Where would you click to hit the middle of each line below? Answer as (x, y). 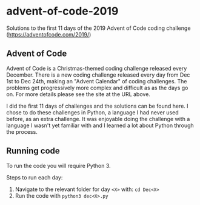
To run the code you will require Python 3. (58, 165)
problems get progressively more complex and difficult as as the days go (97, 88)
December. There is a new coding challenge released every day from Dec (98, 75)
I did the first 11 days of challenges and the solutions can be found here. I (98, 106)
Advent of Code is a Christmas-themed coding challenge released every (97, 68)
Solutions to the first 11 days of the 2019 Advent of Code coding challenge (98, 28)
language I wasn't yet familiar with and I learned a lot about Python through (100, 125)
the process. (22, 131)
